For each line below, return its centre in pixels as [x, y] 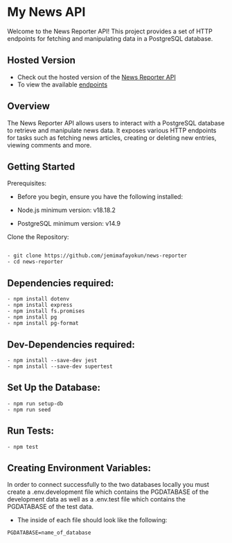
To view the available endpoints [62, 84]
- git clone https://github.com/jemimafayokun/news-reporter [97, 256]
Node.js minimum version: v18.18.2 [66, 210]
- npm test [23, 447]
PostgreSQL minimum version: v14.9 [69, 224]
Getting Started [41, 167]
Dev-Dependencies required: [71, 345]
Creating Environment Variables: [79, 468]
